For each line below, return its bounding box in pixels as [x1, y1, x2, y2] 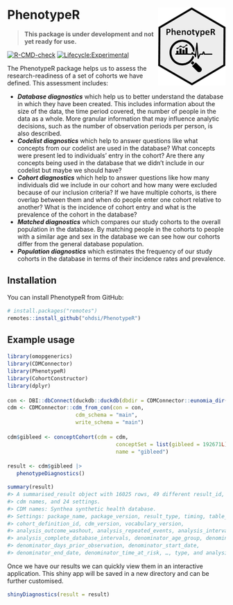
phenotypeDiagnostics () [16, 470, 85, 477]
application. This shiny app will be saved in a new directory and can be [7, 569, 209, 577]
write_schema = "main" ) [75, 419, 144, 426]
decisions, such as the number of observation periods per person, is [17, 121, 213, 130]
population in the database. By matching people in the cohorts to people [17, 225, 224, 233]
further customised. [7, 577, 64, 585]
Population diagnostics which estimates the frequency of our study [17, 247, 213, 255]
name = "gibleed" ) [115, 448, 169, 455]
